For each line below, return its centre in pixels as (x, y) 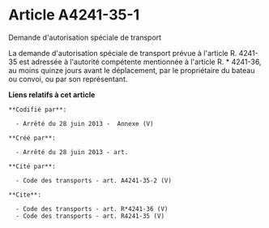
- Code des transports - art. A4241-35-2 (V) (94, 180)
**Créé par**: (32, 138)
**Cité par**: (32, 166)
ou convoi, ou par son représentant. (68, 79)
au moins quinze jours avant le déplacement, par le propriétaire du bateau (132, 70)
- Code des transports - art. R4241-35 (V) (90, 216)
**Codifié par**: (38, 110)
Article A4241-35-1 (74, 15)
